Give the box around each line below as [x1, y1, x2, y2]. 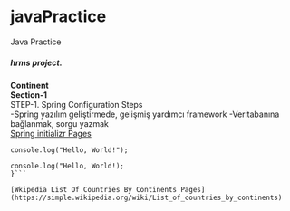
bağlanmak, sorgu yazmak [10, 118, 110, 129]
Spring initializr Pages [10, 128, 92, 139]
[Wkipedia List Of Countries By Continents [10, 185, 178, 194]
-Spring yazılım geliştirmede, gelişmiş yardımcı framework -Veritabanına [10, 109, 280, 120]
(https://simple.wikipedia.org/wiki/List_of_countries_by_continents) [10, 193, 283, 202]
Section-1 [10, 89, 48, 101]
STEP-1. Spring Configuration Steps [10, 99, 143, 110]
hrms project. [10, 57, 63, 68]
